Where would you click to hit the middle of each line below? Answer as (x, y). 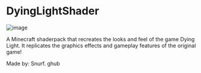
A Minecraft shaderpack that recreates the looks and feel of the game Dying (100, 39)
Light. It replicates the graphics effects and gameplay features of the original (101, 45)
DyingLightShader (53, 11)
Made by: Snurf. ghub (33, 63)
